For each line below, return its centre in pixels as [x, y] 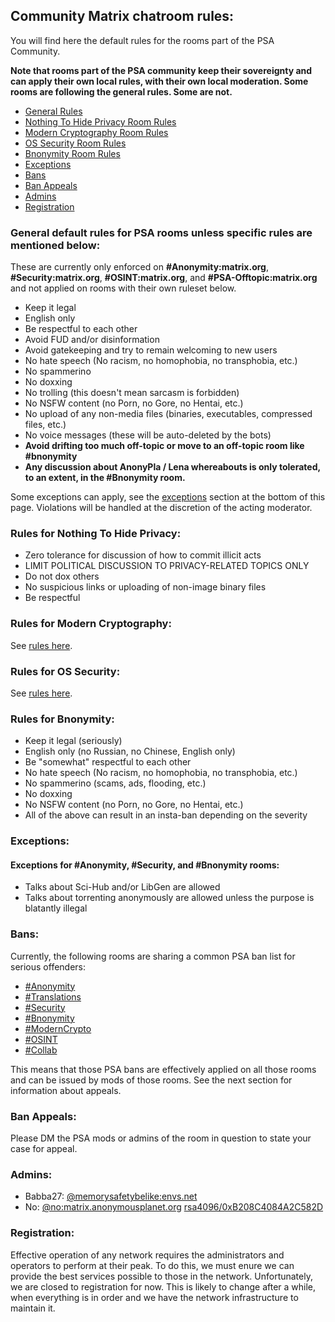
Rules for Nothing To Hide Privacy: [96, 534]
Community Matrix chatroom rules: [122, 16]
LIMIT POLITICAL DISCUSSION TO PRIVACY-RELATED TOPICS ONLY [167, 566]
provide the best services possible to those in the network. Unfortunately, [161, 1276]
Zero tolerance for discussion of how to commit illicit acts [143, 555]
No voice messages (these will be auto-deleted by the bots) [148, 435]
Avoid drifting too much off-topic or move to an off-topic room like [164, 446]
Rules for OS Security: [65, 671]
